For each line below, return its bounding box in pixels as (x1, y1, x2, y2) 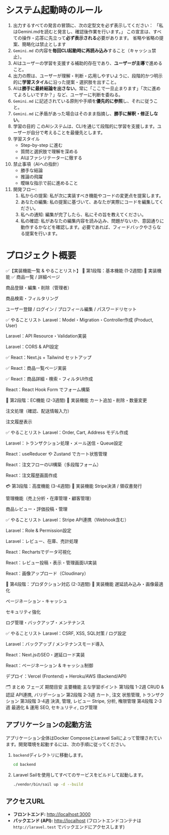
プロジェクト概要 (6, 250, 77, 261)
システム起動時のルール (6, 5, 103, 16)
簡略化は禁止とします (22, 41, 66, 47)
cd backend (13, 762, 36, 767)
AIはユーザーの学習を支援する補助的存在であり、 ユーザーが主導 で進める (13, 60, 162, 66)
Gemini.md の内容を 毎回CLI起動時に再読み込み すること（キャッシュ (13, 47, 152, 53)
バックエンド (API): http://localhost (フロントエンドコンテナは (13, 818, 141, 824)
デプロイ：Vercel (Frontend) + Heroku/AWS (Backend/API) (6, 673, 127, 679)
